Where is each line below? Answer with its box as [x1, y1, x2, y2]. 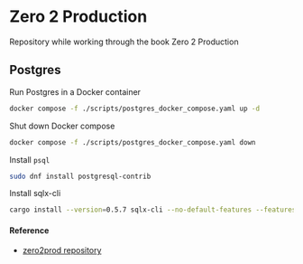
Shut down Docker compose [9, 120, 115, 131]
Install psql [9, 154, 50, 165]
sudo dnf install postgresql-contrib [9, 172, 151, 181]
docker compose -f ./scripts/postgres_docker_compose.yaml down [9, 137, 256, 146]
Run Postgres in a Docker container [9, 86, 142, 97]
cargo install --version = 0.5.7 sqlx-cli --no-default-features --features [9, 205, 297, 214]
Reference [9, 224, 50, 236]
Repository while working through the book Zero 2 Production [9, 36, 239, 47]
